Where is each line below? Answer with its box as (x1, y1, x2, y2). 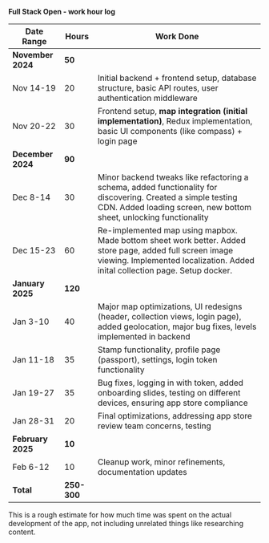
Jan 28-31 (12, 415, 54, 426)
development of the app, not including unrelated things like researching (8, 519, 244, 528)
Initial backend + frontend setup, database (97, 72, 257, 83)
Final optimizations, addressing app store (97, 411, 252, 421)
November (12, 50, 54, 60)
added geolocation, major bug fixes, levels (97, 321, 257, 332)
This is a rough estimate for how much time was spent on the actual (8, 510, 232, 520)
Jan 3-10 (12, 316, 50, 327)
